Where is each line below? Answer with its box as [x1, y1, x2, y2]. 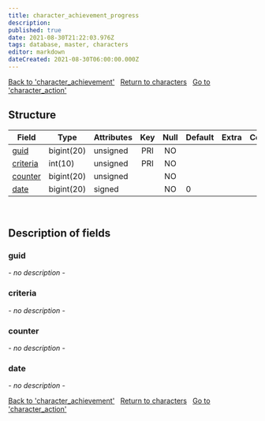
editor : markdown [8, 48, 65, 56]
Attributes [93, 132, 132, 143]
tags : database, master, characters [8, 41, 129, 49]
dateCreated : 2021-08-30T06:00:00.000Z [8, 56, 140, 64]
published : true [8, 26, 62, 34]
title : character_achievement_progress [8, 11, 140, 20]
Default [185, 132, 215, 143]
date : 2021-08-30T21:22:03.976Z [8, 33, 114, 42]
